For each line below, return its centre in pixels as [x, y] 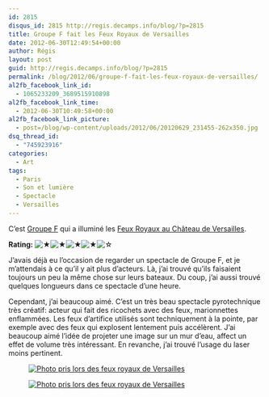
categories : [28, 154]
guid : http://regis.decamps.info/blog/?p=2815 [88, 69]
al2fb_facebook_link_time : [54, 102]
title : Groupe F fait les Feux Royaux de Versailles [99, 34]
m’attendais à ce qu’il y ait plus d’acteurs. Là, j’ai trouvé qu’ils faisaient [125, 268]
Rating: [21, 244]
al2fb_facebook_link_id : [50, 85]
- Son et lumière [45, 188]
